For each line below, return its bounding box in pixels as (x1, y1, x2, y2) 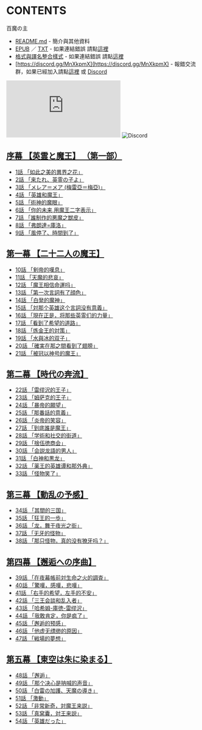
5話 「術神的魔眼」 (15, 198, 63, 206)
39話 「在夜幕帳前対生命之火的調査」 (15, 574, 110, 581)
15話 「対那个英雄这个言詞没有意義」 (15, 304, 108, 311)
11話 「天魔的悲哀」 (15, 273, 64, 280)
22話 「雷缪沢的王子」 (15, 386, 72, 394)
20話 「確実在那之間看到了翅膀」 (15, 342, 99, 349)
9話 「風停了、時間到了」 (15, 229, 79, 236)
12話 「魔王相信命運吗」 (15, 281, 76, 288)
